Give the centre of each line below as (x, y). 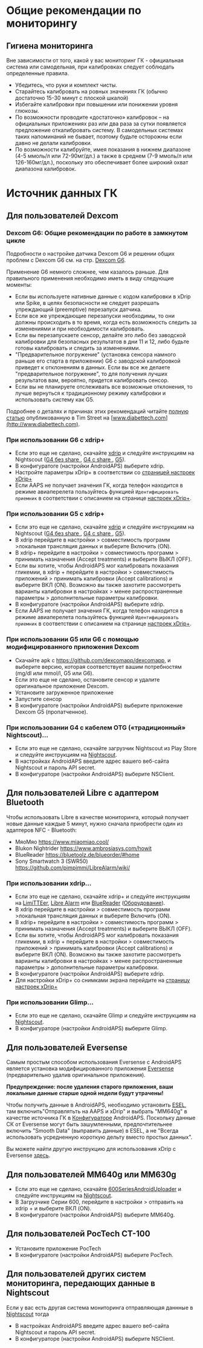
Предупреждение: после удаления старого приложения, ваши (90, 1087)
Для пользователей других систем (76, 1274)
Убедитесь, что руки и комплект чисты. (66, 85)
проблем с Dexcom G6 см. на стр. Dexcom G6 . (66, 260)
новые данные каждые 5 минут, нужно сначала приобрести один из (95, 823)
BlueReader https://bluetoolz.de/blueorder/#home (77, 854)
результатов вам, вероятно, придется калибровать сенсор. (92, 380)
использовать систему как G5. (55, 399)
